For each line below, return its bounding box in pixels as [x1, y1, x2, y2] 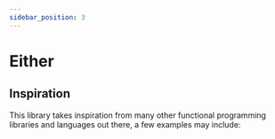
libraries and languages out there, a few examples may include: [9, 119, 241, 129]
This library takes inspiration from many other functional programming [9, 110, 267, 120]
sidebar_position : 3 [9, 12, 86, 22]
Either [9, 50, 55, 71]
